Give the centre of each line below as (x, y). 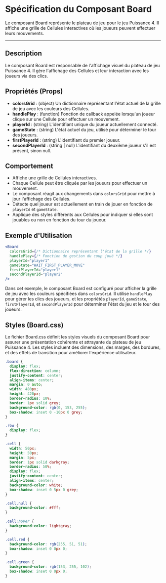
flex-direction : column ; (35, 371)
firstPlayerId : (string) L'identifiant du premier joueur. (66, 140)
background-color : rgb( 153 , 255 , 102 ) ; (51, 567)
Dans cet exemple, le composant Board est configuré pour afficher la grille (81, 289)
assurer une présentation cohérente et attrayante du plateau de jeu (73, 342)
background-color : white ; (36, 485)
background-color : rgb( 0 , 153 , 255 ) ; (48, 408)
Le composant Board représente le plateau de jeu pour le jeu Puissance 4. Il (82, 23)
